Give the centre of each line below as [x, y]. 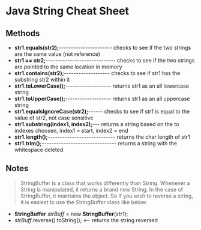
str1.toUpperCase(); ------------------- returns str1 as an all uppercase [102, 98]
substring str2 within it [42, 80]
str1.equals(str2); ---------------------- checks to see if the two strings [103, 47]
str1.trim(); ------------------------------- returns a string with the [96, 143]
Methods [23, 33]
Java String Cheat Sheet [67, 11]
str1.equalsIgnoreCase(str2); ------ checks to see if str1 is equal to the [102, 111]
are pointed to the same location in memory [68, 67]
